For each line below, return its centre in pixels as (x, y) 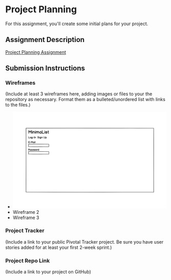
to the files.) (18, 105)
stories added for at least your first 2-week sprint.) (59, 247)
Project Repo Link (28, 261)
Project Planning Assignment (36, 52)
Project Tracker (25, 231)
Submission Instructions (45, 68)
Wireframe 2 (26, 212)
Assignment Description (45, 40)
